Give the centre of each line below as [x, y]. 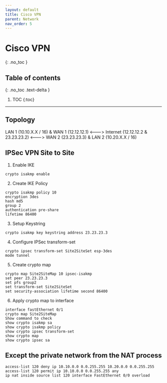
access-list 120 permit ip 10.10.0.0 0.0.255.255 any [62, 371]
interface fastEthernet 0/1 [34, 310]
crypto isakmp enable [28, 174]
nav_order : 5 [19, 24]
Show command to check [29, 318]
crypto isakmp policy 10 [31, 192]
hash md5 [14, 201]
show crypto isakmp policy [33, 327]
